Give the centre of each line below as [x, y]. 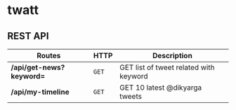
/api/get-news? [38, 67]
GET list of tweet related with [167, 67]
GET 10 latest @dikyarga [160, 88]
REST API [28, 36]
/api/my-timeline [40, 92]
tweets [131, 96]
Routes [48, 56]
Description [172, 56]
